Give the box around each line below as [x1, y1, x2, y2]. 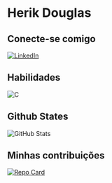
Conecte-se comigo [7, 33, 96, 45]
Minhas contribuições [7, 149, 105, 162]
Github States [7, 111, 69, 123]
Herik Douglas [7, 5, 92, 21]
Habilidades [7, 72, 61, 83]
